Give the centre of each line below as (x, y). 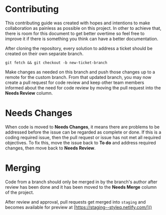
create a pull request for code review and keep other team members (75, 82)
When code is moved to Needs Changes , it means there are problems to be (83, 127)
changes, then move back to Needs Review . (50, 148)
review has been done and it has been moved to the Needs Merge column (81, 187)
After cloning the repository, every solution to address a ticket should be (79, 48)
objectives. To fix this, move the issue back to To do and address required (81, 143)
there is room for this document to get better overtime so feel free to (75, 33)
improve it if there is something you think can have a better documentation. (82, 39)
